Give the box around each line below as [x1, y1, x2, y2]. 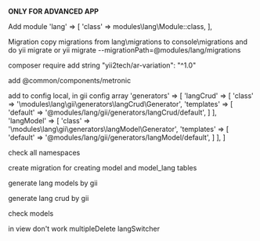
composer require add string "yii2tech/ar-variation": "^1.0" [8, 60, 197, 70]
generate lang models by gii [8, 178, 98, 188]
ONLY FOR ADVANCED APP [8, 7, 99, 16]
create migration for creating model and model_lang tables [8, 163, 197, 172]
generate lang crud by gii [8, 194, 89, 203]
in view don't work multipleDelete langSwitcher [8, 224, 161, 233]
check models [8, 209, 54, 218]
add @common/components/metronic [8, 76, 132, 85]
